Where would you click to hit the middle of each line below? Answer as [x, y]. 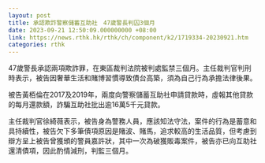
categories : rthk [37, 45]
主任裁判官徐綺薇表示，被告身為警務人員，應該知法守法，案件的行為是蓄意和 [132, 121]
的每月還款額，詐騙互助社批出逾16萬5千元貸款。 [86, 105]
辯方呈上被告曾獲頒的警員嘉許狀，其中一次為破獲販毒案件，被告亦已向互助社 [132, 141]
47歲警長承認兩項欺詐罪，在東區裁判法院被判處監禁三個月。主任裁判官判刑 [130, 69]
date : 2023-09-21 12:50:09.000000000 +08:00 [82, 30]
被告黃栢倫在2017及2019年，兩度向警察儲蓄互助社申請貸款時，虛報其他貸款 [131, 94]
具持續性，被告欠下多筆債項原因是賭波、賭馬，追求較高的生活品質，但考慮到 [132, 132]
